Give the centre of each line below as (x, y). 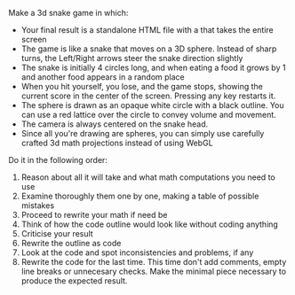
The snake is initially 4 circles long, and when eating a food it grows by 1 (153, 67)
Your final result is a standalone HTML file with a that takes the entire (147, 30)
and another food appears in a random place (103, 77)
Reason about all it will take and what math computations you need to (148, 177)
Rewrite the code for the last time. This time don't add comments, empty (154, 262)
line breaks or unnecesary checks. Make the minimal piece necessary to (153, 271)
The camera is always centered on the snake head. (115, 124)
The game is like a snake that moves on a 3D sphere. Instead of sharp (149, 49)
